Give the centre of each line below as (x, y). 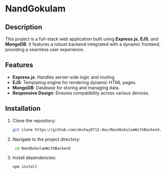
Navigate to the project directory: (46, 139)
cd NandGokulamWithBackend (42, 148)
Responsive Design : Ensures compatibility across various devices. (81, 93)
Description (24, 27)
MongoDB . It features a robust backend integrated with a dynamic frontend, (83, 44)
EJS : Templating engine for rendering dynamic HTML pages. (74, 82)
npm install (25, 167)
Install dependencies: (34, 158)
